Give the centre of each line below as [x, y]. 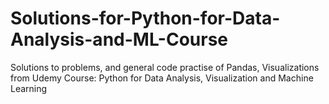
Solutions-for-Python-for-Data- [145, 18]
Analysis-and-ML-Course [119, 39]
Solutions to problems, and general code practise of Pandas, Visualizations [165, 67]
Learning [29, 88]
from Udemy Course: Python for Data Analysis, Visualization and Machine [162, 78]
